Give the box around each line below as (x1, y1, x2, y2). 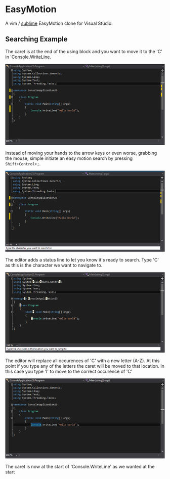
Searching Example (5, 35, 68, 43)
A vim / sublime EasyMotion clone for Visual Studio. (5, 20, 113, 26)
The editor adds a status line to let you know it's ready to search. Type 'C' (5, 257, 159, 263)
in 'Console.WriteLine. (5, 54, 52, 60)
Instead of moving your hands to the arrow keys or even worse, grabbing (5, 150, 157, 156)
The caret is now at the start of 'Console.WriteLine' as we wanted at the (5, 463, 155, 469)
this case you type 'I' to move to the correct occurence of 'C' (5, 368, 133, 375)
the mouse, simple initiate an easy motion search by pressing (5, 155, 133, 161)
